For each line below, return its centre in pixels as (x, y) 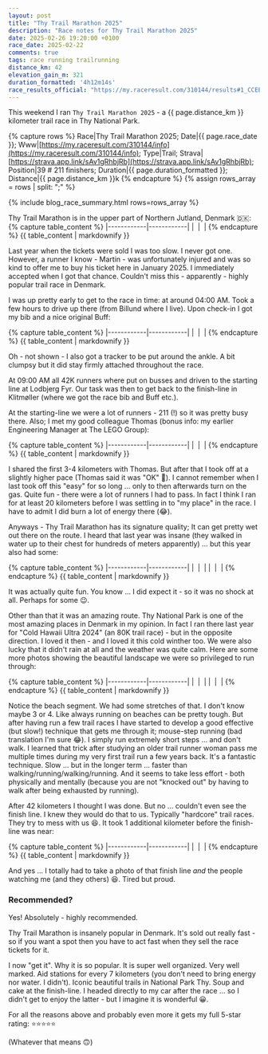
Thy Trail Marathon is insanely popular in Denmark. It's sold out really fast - (132, 933)
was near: (38, 832)
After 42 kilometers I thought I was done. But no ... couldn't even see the (128, 806)
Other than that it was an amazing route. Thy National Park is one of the (126, 615)
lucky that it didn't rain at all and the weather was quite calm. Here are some (133, 650)
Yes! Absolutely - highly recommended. (73, 917)
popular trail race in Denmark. (57, 285)
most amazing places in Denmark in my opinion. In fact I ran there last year (131, 624)
